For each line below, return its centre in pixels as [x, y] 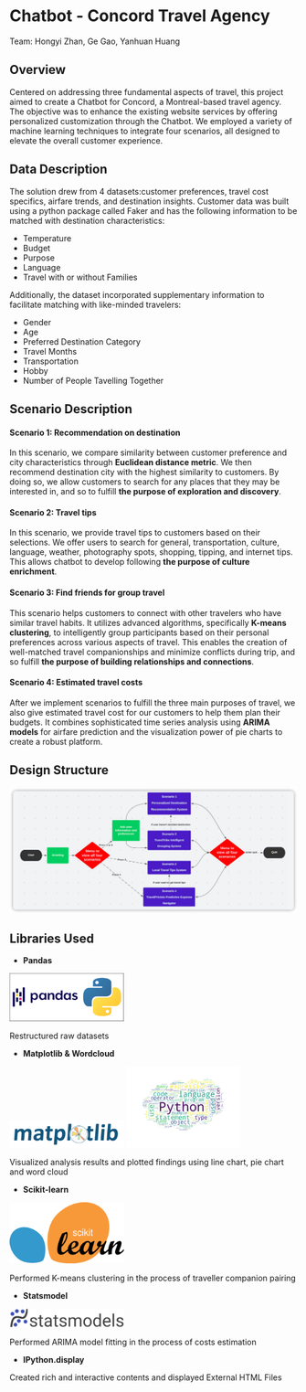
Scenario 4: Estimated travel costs [76, 683]
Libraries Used [52, 938]
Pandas [37, 961]
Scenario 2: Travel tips [53, 512]
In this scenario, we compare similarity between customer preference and [148, 452]
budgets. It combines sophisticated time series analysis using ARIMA [140, 722]
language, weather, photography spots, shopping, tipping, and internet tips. [152, 552]
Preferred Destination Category [82, 341]
